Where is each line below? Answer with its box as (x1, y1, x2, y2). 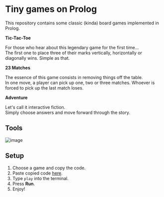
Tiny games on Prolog (5, 3, 97, 15)
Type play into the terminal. (12, 175, 69, 181)
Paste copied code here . (12, 170, 63, 176)
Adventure (5, 95, 28, 100)
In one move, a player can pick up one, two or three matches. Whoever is (5, 80, 155, 86)
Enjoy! (12, 186, 25, 192)
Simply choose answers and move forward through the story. (5, 109, 130, 115)
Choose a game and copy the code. (12, 165, 86, 171)
